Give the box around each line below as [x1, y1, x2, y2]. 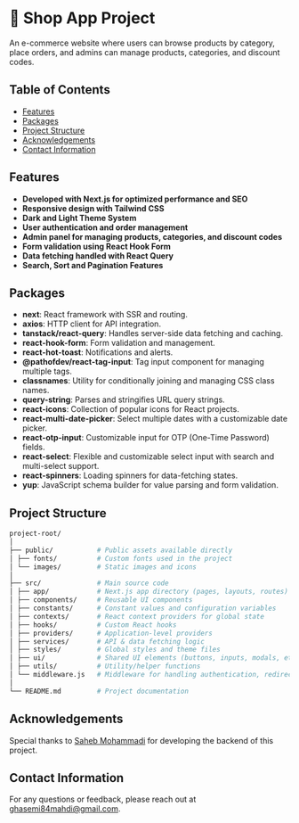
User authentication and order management [21, 222, 189, 233]
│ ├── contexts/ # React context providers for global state [9, 612, 265, 621]
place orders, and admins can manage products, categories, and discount [9, 46, 280, 57]
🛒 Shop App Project [9, 8, 156, 29]
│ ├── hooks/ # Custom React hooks [9, 620, 177, 630]
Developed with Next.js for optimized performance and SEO [21, 193, 248, 204]
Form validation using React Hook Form [21, 241, 172, 251]
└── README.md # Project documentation [9, 687, 190, 695]
